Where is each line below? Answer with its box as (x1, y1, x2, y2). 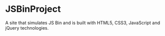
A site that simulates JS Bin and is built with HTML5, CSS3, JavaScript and (5, 20, 160, 26)
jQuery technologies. (5, 25, 49, 31)
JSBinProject (5, 3, 61, 15)
